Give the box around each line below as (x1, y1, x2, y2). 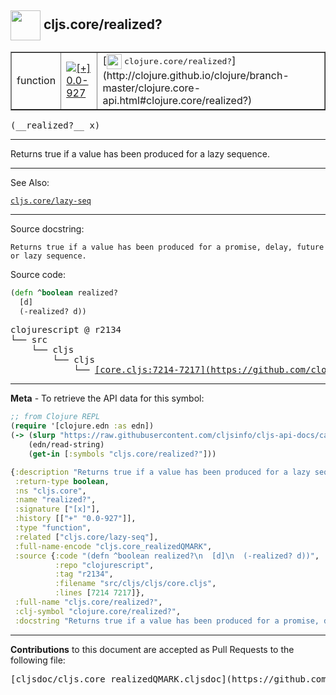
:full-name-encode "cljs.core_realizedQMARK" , (14, 541, 213, 551)
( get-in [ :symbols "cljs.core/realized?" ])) (28, 449, 217, 459)
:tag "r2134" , (54, 569, 114, 580)
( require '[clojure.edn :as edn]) (10, 421, 155, 431)
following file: (10, 654, 66, 666)
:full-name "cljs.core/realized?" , (14, 597, 163, 608)
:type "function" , (14, 523, 92, 533)
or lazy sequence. (10, 251, 87, 261)
